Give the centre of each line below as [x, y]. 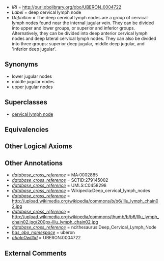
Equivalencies [27, 130]
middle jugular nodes [33, 81]
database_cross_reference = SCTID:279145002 [60, 180]
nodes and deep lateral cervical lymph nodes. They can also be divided [84, 38]
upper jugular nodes [32, 87]
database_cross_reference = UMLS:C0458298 [59, 185]
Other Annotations [34, 163]
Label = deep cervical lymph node [46, 12]
